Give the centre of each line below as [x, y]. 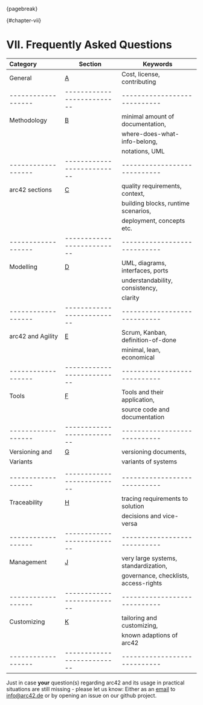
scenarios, [137, 211]
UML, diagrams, [144, 263]
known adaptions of [150, 635]
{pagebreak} [22, 9]
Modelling [24, 266]
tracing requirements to [155, 498]
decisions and [141, 516]
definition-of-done [149, 340]
